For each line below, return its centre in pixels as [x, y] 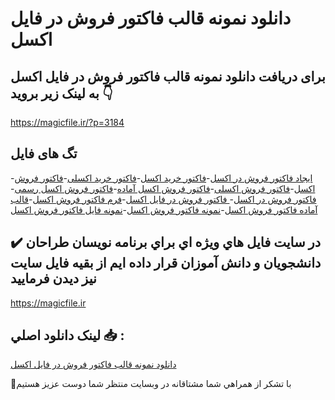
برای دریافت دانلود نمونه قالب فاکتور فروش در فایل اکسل [168, 76]
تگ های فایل [44, 153]
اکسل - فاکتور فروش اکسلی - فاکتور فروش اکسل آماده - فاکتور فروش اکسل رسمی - [163, 188]
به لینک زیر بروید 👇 [61, 93]
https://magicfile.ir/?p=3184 [67, 122]
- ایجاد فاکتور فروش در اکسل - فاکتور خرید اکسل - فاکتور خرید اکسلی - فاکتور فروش [161, 178]
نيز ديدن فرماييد [53, 278]
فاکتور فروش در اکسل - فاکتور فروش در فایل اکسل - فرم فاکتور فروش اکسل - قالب [163, 199]
